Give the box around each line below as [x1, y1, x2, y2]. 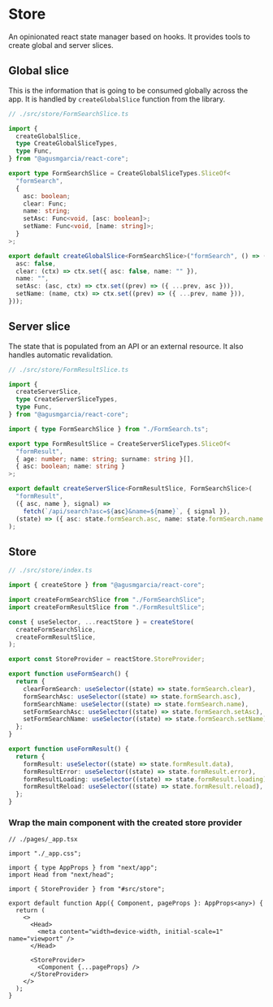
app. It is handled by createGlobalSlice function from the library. [8, 94, 226, 104]
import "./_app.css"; [8, 849, 82, 858]
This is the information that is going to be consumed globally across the [8, 85, 249, 95]
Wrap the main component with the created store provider [8, 817, 242, 828]
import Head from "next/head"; [8, 871, 115, 880]
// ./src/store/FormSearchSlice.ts [8, 110, 129, 118]
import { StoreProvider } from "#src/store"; [8, 885, 165, 893]
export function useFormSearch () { [8, 670, 129, 678]
